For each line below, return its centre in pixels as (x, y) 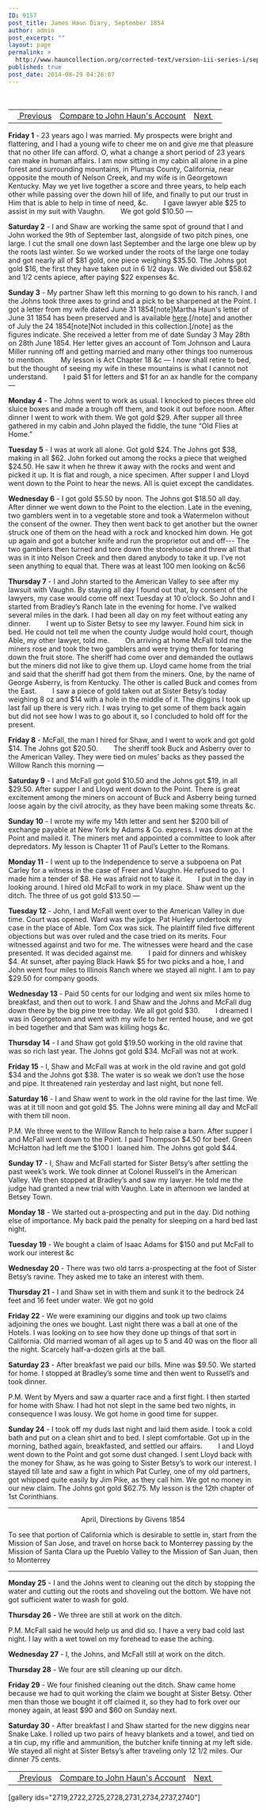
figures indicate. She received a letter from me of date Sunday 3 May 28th (129, 335)
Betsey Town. (30, 1196)
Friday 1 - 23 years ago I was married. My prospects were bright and (120, 135)
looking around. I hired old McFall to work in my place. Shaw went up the (127, 887)
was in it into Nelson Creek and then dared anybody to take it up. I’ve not (127, 557)
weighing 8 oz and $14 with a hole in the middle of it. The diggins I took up (129, 699)
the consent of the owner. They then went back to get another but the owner (133, 523)
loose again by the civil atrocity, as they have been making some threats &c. (132, 806)
